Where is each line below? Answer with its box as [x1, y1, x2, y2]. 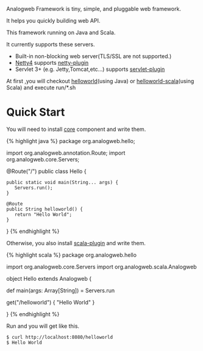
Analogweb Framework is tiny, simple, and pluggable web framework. [6, 6, 182, 12]
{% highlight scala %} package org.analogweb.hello [6, 251, 137, 259]
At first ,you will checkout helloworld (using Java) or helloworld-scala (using [6, 78, 194, 84]
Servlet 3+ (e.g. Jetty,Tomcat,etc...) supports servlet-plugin [15, 65, 165, 73]
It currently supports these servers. [6, 41, 96, 48]
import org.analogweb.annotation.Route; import [6, 149, 126, 157]
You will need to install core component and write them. [6, 125, 146, 133]
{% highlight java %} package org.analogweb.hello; [6, 137, 135, 144]
